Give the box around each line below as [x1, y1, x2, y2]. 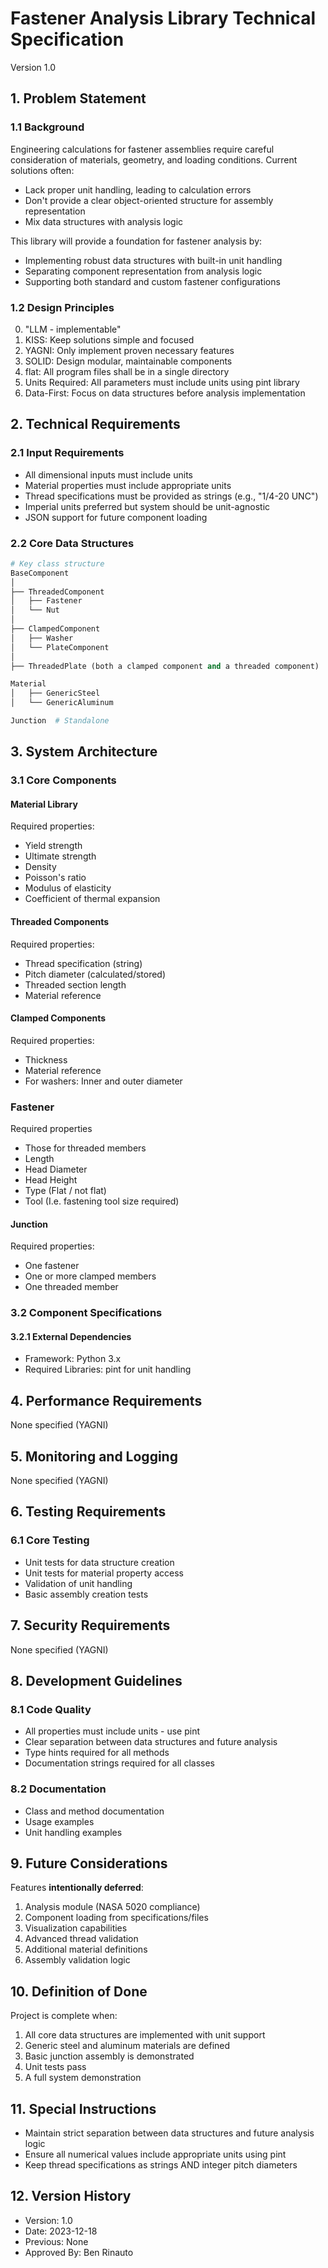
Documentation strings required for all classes [24, 1757, 215, 1769]
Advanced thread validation [24, 1933, 139, 1945]
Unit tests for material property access [24, 1567, 184, 1579]
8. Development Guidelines [10, 1672, 183, 1689]
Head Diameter [24, 1163, 88, 1176]
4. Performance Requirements [10, 1392, 203, 1409]
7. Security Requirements [10, 1617, 171, 1634]
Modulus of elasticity [24, 882, 112, 894]
